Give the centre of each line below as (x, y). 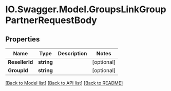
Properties (23, 39)
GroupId (18, 70)
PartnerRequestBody (51, 20)
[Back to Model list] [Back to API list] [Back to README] (64, 83)
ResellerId (21, 62)
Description (72, 53)
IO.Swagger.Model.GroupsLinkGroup (86, 9)
